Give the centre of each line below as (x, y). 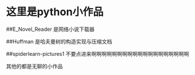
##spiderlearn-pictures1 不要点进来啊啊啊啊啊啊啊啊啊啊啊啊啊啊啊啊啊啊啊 (98, 53)
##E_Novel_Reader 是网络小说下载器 (51, 29)
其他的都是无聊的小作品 (34, 66)
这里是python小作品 (55, 12)
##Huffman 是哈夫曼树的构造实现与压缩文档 (59, 41)
